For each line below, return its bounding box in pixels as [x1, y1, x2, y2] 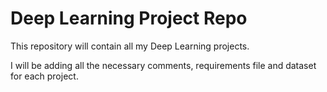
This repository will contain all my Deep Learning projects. [10, 40, 250, 52]
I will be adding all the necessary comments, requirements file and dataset [10, 59, 317, 71]
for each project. [10, 70, 79, 82]
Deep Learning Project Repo [10, 7, 248, 30]
